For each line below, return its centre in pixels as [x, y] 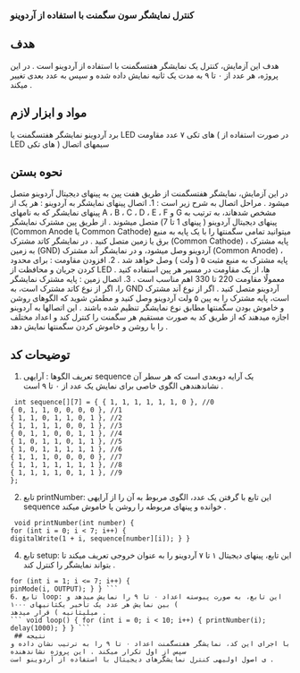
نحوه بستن [37, 171]
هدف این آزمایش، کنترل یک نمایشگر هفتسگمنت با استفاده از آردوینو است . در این [145, 65]
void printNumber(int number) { [74, 524]
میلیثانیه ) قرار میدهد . [58, 613]
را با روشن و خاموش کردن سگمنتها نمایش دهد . [89, 327]
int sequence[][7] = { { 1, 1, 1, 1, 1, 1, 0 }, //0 [114, 403]
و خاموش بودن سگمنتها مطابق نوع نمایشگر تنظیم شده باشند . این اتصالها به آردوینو [147, 308]
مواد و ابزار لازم [49, 113]
